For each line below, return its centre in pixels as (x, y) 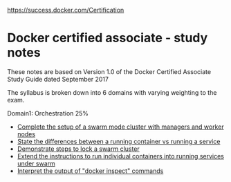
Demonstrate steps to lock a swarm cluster (78, 149)
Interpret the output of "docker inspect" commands (90, 171)
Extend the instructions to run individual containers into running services (121, 156)
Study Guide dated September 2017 (58, 79)
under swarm (36, 163)
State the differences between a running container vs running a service (119, 141)
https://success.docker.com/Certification (66, 10)
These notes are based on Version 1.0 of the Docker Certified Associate (109, 71)
